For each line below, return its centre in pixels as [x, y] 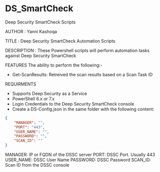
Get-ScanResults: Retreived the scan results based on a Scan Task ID [82, 74]
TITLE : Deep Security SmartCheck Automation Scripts [60, 41]
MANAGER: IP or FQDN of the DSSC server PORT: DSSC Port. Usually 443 [80, 155]
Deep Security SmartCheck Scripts [40, 22]
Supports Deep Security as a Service [50, 93]
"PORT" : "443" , [29, 127]
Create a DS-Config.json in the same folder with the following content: [83, 109]
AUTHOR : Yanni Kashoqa [31, 31]
